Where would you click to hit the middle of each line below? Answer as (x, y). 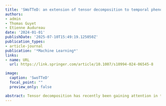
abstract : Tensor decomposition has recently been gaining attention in (82, 96)
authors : (14, 14)
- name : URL (17, 60)
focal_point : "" (26, 82)
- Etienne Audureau (25, 28)
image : (12, 73)
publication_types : (25, 42)
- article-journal (24, 46)
